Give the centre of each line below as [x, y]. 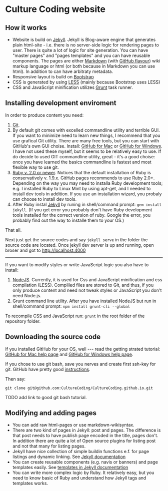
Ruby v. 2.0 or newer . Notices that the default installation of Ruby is [81, 172]
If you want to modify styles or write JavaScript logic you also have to [77, 264]
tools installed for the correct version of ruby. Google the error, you [81, 215]
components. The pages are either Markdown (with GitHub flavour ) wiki [86, 61]
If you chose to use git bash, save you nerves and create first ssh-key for [80, 364]
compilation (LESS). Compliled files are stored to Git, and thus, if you [83, 285]
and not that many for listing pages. [49, 446]
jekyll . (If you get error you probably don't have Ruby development [82, 210]
